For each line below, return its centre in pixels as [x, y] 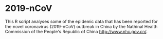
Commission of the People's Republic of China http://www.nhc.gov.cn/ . [76, 31]
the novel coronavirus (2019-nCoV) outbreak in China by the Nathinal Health [81, 26]
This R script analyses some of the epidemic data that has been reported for [81, 21]
